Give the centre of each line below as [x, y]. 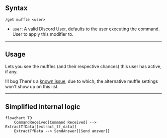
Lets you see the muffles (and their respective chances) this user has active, [83, 66]
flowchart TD [19, 118]
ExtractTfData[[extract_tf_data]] [41, 127]
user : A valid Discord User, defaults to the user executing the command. [86, 29]
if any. [11, 71]
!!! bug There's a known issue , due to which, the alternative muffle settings [82, 81]
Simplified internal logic [43, 107]
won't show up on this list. [32, 86]
